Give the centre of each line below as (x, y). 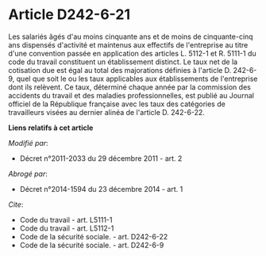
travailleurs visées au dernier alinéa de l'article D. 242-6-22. (106, 112)
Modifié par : (29, 143)
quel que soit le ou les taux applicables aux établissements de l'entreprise (137, 78)
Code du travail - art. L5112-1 (67, 228)
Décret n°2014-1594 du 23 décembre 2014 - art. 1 (101, 189)
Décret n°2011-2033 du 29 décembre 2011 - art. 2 (101, 158)
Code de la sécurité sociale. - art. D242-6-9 (92, 245)
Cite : (16, 204)
